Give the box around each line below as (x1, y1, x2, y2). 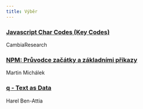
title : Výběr (6, 8, 38, 15)
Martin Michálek (6, 69, 45, 76)
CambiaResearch (6, 41, 48, 48)
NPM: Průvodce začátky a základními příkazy (6, 56, 138, 64)
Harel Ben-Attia (6, 97, 43, 104)
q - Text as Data (6, 84, 51, 92)
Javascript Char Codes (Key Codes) (6, 28, 110, 36)
